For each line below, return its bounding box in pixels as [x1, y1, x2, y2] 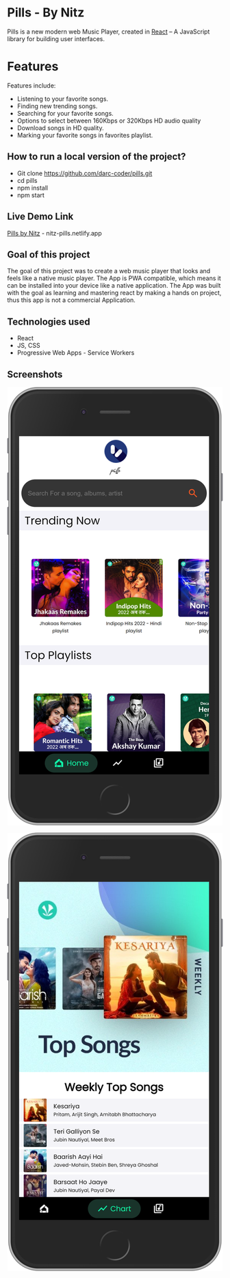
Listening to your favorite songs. [16, 95, 108, 103]
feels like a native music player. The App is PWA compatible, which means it [7, 274, 221, 282]
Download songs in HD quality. [16, 123, 104, 131]
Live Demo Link [7, 211, 74, 223]
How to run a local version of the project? [7, 151, 186, 162]
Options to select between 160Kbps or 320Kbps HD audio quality [16, 116, 201, 125]
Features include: [7, 81, 56, 90]
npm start [16, 190, 44, 199]
